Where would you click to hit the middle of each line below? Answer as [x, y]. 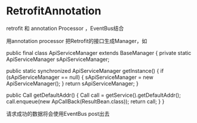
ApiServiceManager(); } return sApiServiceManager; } [73, 83]
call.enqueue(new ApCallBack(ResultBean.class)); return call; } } [85, 101]
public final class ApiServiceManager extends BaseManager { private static [99, 53]
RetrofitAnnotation [54, 11]
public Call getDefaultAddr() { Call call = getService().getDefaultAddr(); [93, 95]
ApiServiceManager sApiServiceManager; [58, 59]
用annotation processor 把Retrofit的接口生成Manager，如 [77, 41]
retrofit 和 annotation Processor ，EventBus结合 [65, 28]
